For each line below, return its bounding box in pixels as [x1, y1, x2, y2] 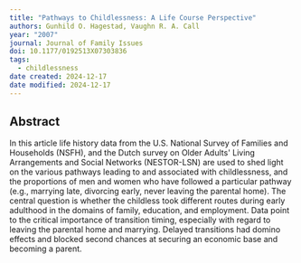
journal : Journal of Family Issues [9, 38, 144, 48]
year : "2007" [9, 30, 59, 39]
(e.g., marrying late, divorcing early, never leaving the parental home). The [9, 186, 287, 197]
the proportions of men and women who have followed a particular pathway [9, 176, 292, 187]
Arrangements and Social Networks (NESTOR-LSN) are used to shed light [9, 157, 284, 168]
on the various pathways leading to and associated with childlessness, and [9, 166, 288, 177]
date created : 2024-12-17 [9, 72, 107, 81]
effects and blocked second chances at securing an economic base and [9, 234, 278, 245]
